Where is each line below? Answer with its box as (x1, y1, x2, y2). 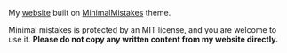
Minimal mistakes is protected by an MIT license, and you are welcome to (8, 25, 277, 34)
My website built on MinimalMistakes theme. (8, 8, 171, 18)
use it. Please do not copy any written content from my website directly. (8, 34, 279, 44)
